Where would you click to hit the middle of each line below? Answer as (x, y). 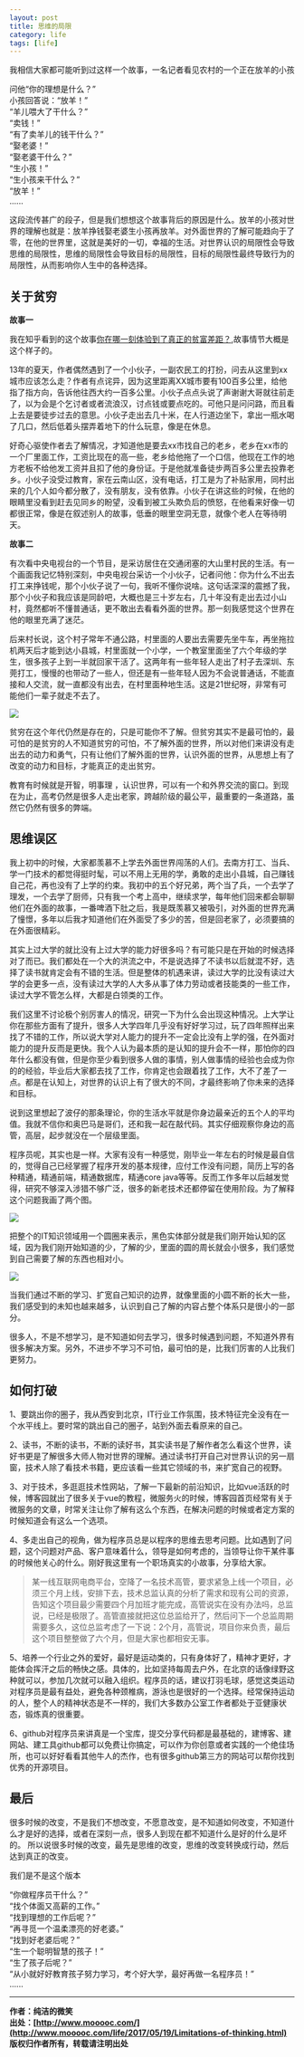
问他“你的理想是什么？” (53, 89)
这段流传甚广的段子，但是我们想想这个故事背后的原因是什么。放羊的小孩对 (148, 220)
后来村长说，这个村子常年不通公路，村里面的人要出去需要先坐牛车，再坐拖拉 (152, 639)
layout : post (34, 18)
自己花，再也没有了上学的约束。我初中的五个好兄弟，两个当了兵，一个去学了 (152, 885)
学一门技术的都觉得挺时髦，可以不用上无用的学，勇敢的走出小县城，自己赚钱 (152, 874)
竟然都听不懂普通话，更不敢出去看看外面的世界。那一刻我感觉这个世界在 (160, 608)
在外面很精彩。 (37, 930)
